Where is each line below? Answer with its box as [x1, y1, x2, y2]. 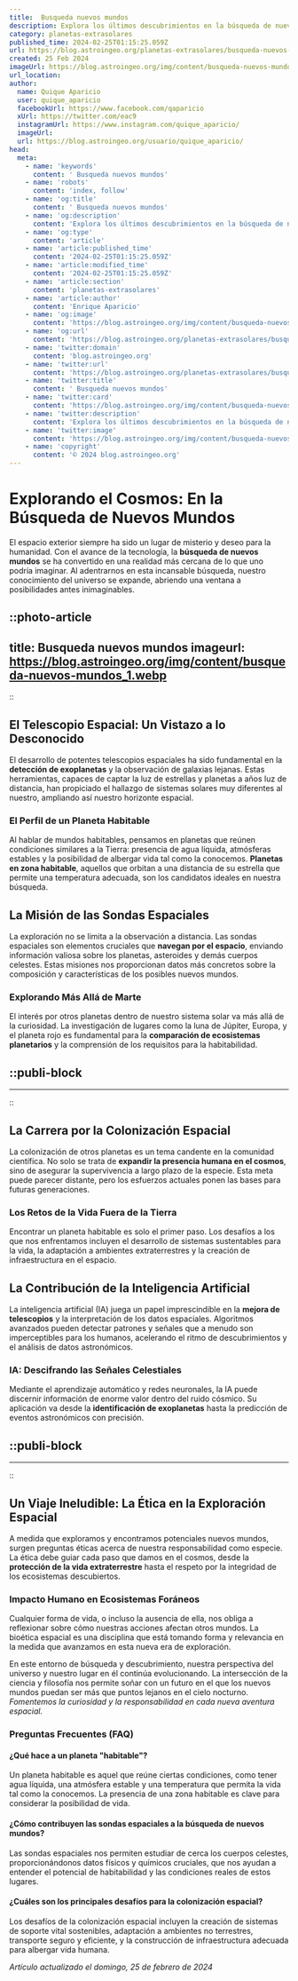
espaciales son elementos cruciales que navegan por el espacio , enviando [9, 940, 284, 951]
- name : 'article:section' [25, 277, 125, 286]
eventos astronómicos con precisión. [9, 1413, 145, 1423]
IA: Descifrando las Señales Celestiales [9, 1364, 182, 1376]
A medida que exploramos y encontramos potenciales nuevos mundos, [9, 1533, 269, 1544]
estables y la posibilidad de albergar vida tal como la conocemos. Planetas [9, 853, 284, 864]
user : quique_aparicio [17, 95, 101, 105]
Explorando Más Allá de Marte [9, 991, 142, 1003]
